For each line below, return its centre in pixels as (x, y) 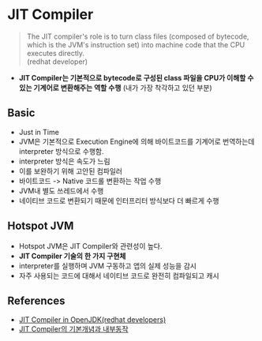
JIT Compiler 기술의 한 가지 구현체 (72, 256)
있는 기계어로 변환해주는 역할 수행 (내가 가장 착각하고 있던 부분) (115, 88)
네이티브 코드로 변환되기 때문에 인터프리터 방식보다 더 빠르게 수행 (119, 200)
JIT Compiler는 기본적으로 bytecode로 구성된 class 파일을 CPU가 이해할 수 (136, 77)
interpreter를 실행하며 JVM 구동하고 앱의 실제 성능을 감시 (107, 265)
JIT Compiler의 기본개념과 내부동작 (73, 329)
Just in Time (39, 132)
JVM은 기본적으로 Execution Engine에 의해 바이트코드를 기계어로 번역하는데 (137, 141)
